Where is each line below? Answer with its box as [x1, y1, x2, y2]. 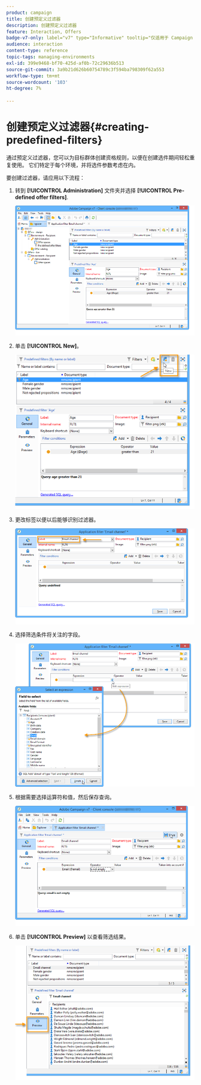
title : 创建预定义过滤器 [6, 16, 61, 22]
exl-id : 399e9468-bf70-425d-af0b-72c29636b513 [6, 60, 124, 66]
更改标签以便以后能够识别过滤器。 [14, 516, 99, 524]
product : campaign [6, 10, 52, 16]
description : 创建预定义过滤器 [6, 22, 77, 28]
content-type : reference [6, 48, 68, 54]
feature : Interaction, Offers [6, 29, 82, 35]
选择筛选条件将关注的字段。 [14, 631, 84, 638]
